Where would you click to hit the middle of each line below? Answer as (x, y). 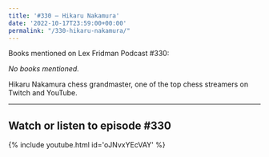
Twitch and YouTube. (43, 93)
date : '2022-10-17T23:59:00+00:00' (68, 23)
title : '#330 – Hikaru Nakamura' (64, 16)
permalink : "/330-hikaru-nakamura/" (69, 30)
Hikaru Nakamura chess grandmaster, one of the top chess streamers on (128, 84)
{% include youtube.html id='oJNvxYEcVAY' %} (87, 145)
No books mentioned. (44, 69)
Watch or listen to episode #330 (90, 125)
